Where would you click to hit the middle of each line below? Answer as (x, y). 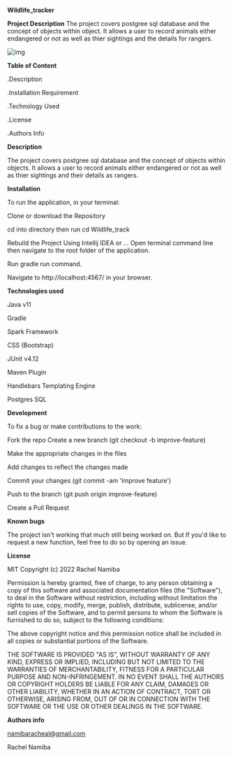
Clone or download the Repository (57, 216)
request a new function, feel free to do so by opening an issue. (97, 542)
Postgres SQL (27, 399)
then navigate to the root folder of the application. (78, 250)
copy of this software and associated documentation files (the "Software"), (115, 590)
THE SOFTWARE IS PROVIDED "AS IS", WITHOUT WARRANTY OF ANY (109, 654)
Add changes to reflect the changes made (68, 467)
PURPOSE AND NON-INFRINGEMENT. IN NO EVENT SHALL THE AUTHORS (116, 677)
